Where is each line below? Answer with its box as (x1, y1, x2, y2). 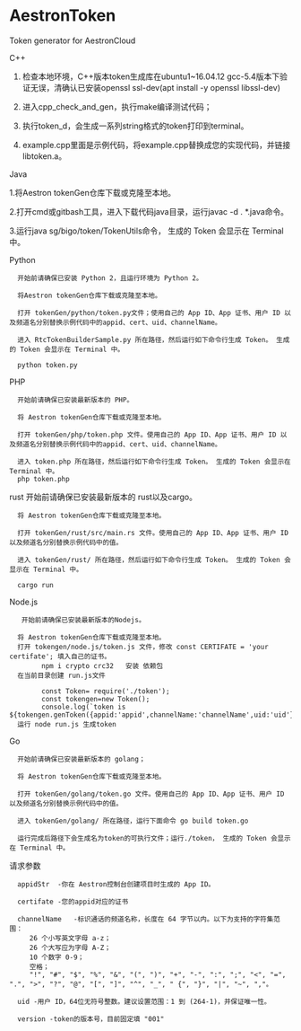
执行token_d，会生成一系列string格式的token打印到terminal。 (21, 120, 249, 131)
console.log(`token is (41, 702, 126, 711)
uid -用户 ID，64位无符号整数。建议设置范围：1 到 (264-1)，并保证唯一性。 (17, 997, 271, 1006)
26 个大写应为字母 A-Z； (29, 943, 112, 952)
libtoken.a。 (21, 150, 67, 162)
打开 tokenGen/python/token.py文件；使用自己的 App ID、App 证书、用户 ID (17, 308, 280, 317)
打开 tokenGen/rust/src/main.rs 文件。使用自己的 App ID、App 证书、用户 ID (17, 528, 289, 537)
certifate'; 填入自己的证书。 (9, 652, 112, 661)
